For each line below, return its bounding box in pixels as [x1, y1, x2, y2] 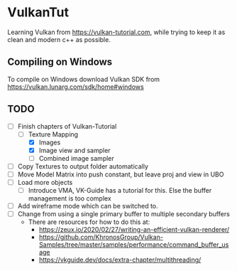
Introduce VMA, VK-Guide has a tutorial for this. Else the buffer [28, 186, 212, 195]
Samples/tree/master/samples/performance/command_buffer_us [38, 240, 229, 249]
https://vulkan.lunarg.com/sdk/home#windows [7, 83, 144, 91]
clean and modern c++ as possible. [7, 35, 111, 43]
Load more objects [17, 179, 73, 186]
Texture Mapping [28, 129, 79, 139]
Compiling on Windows [7, 56, 113, 68]
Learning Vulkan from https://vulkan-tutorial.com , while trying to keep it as [7, 28, 226, 36]
